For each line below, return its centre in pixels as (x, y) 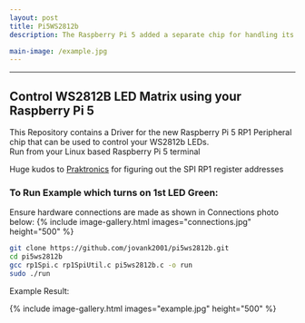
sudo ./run (30, 273)
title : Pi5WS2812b (44, 26)
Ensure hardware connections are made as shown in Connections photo (144, 212)
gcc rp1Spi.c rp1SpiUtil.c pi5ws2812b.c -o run (101, 265)
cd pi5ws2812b (36, 257)
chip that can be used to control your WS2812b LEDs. (109, 142)
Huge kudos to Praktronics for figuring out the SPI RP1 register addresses (147, 170)
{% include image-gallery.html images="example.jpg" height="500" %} (143, 308)
